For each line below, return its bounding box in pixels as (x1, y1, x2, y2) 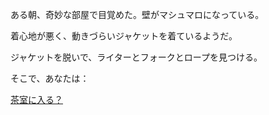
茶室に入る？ (10, 94, 63, 105)
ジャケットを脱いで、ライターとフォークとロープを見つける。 (10, 51, 263, 63)
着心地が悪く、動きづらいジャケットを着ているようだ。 (10, 30, 238, 42)
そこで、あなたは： (10, 73, 90, 84)
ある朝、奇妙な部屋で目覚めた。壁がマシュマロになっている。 (10, 9, 265, 20)
